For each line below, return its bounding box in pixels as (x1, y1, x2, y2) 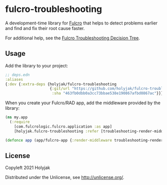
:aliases (5, 77, 23, 82)
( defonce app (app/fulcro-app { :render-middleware (5, 138, 112, 143)
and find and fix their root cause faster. (5, 25, 85, 31)
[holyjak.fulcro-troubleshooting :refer (14, 129, 99, 134)
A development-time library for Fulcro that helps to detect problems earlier (5, 20, 158, 26)
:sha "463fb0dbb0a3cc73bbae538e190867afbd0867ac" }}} (52, 91, 164, 96)
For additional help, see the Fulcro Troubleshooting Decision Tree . (5, 35, 140, 41)
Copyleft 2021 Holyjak (5, 165, 51, 171)
